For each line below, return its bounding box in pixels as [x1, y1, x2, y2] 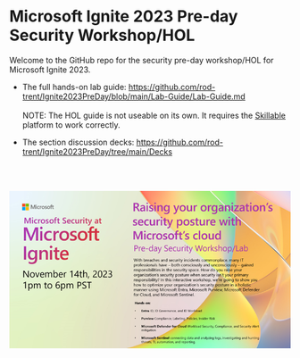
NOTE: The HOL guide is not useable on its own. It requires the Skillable [21, 110, 286, 121]
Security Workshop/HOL [9, 25, 196, 46]
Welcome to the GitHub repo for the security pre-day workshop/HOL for [9, 54, 274, 65]
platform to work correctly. [21, 119, 121, 130]
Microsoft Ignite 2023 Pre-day [9, 6, 238, 27]
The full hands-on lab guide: [21, 81, 127, 92]
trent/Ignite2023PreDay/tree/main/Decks [21, 146, 172, 157]
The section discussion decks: [21, 137, 135, 147]
